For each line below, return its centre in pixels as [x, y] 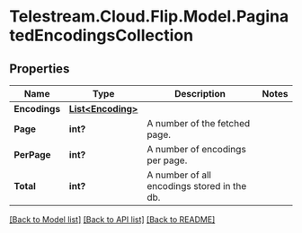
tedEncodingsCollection [102, 35]
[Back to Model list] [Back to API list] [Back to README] [112, 220]
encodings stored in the [197, 186]
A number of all [179, 175]
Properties [40, 69]
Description [200, 94]
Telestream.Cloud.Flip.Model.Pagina [149, 17]
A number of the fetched [199, 123]
